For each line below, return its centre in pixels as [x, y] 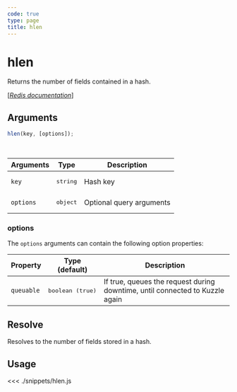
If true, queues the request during [159, 282]
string [67, 181]
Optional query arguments [127, 202]
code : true [23, 14]
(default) [73, 270]
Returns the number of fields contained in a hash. [79, 81]
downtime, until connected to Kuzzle [164, 291]
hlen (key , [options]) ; [41, 134]
